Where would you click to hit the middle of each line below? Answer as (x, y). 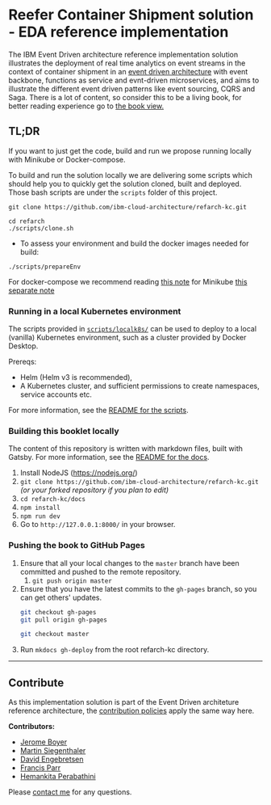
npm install (40, 508)
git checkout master (54, 634)
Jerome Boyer (44, 742)
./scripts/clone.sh (41, 228)
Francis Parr (40, 768)
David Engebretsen (52, 759)
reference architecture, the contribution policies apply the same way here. (131, 711)
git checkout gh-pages (58, 612)
